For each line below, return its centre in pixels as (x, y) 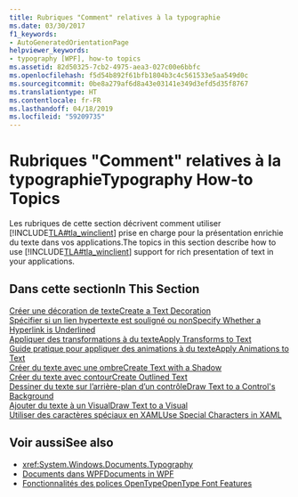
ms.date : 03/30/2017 (48, 26)
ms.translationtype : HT (53, 92)
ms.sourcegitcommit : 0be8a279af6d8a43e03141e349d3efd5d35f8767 (129, 84)
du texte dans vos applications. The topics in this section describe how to (143, 242)
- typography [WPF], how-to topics (75, 59)
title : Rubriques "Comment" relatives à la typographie (115, 17)
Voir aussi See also (61, 443)
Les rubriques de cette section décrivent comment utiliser (115, 224)
